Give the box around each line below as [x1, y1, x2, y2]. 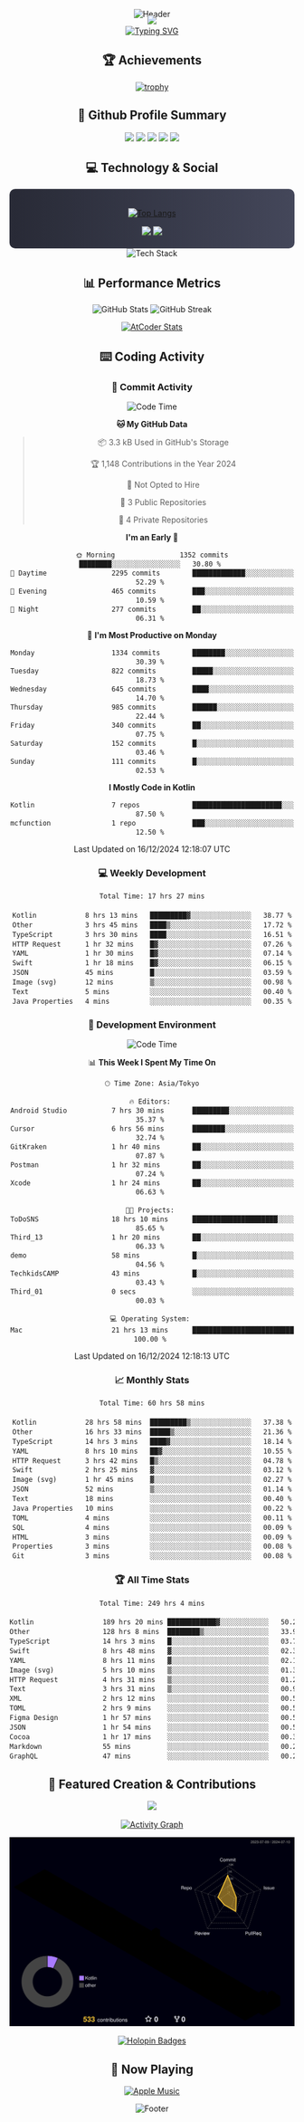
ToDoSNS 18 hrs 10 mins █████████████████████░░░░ [10, 1215, 294, 1224]
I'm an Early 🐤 [125, 531, 179, 542]
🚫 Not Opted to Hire [126, 479, 201, 490]
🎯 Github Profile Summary [77, 108, 227, 123]
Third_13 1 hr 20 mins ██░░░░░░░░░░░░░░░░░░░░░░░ [10, 1233, 294, 1242]
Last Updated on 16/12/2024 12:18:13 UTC [73, 1351, 231, 1362]
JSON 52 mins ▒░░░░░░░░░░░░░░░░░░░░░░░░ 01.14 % [12, 1485, 292, 1494]
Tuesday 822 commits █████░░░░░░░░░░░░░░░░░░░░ [10, 666, 294, 675]
